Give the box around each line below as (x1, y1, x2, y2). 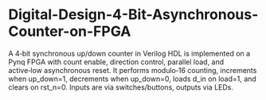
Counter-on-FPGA (8, 22, 131, 40)
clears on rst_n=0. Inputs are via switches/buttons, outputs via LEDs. (8, 82, 233, 92)
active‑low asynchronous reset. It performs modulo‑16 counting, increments (8, 65, 257, 75)
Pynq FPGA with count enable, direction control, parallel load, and (8, 57, 225, 67)
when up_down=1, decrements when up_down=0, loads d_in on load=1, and (8, 74, 256, 83)
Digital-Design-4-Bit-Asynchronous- (8, 6, 259, 24)
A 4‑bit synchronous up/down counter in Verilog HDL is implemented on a (8, 48, 251, 58)
